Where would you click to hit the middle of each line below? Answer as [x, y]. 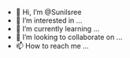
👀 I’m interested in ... [49, 20]
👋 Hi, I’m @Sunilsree [48, 12]
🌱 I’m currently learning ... [58, 29]
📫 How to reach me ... [52, 46]
